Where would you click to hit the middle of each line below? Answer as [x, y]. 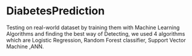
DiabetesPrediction [56, 11]
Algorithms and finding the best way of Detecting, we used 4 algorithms [96, 33]
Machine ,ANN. [25, 46]
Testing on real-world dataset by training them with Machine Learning [93, 27]
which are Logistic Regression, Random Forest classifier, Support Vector [96, 40]
